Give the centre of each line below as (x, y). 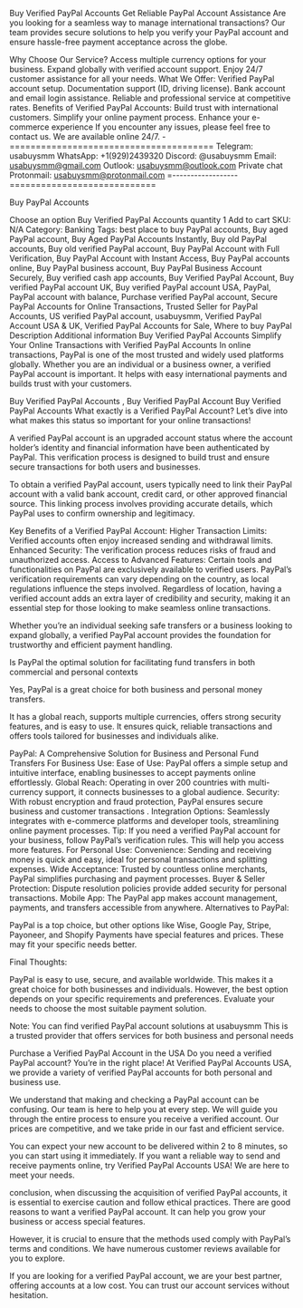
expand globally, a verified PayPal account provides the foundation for (140, 635)
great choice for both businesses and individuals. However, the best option (149, 989)
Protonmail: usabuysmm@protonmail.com (87, 175)
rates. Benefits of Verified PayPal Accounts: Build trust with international (144, 107)
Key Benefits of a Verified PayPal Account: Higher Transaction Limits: (138, 531)
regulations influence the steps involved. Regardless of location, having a (146, 589)
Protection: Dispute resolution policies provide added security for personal (148, 888)
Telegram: (234, 146)
